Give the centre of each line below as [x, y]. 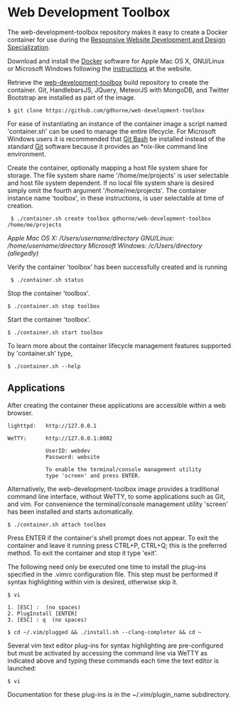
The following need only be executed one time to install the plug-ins [107, 567]
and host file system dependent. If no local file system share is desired [111, 183]
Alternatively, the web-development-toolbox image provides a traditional [113, 489]
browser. [20, 413]
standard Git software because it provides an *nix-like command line [108, 146]
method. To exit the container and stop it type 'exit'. [83, 553]
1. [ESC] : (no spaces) [44, 607]
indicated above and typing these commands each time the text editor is [113, 660]
